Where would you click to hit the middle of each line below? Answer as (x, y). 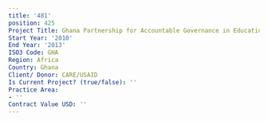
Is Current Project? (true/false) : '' (73, 82)
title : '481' (30, 16)
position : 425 (32, 23)
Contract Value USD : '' (48, 104)
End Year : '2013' (37, 45)
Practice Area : (33, 90)
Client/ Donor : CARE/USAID (53, 75)
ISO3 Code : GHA (33, 53)
